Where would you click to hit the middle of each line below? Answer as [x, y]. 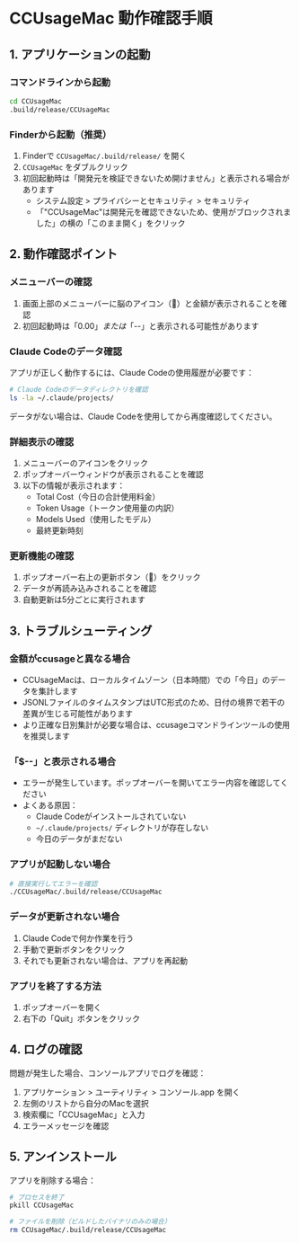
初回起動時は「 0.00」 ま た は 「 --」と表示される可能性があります [141, 325]
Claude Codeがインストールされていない [111, 817]
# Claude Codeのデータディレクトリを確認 [79, 389]
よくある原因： [50, 805]
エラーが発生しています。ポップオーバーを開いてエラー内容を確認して [151, 783]
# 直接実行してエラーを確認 [53, 883]
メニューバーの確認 [51, 282]
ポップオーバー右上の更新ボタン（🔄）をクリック [111, 577]
